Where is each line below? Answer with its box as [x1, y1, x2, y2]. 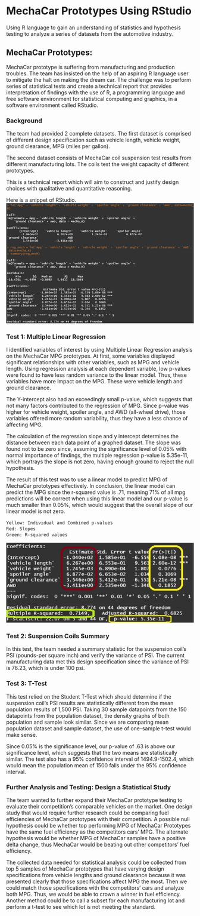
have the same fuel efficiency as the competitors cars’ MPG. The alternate [6, 828, 189, 835]
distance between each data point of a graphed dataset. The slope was [6, 439, 182, 446]
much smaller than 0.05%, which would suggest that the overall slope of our [6, 502, 193, 509]
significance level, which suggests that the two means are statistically [6, 749, 177, 756]
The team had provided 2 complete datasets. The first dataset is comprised [6, 130, 192, 137]
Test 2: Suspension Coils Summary [6, 632, 110, 640]
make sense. [6, 731, 37, 738]
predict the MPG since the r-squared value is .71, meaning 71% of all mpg [6, 488, 186, 496]
